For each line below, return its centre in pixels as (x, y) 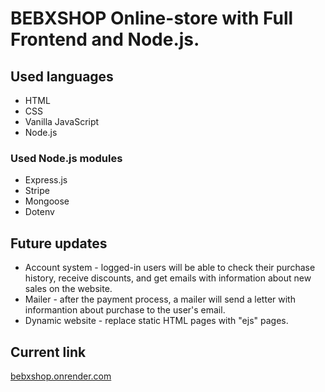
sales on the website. (68, 289)
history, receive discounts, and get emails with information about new (168, 278)
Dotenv (39, 212)
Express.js (46, 180)
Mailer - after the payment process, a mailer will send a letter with (160, 299)
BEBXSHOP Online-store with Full (152, 18)
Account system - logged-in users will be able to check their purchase (170, 268)
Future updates (59, 243)
